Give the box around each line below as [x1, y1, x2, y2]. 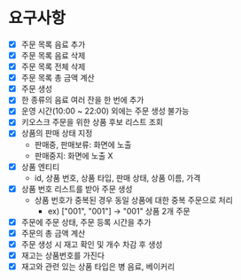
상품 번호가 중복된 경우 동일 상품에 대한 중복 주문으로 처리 [34, 194, 234, 205]
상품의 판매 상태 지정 [20, 128, 93, 138]
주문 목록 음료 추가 [20, 39, 86, 50]
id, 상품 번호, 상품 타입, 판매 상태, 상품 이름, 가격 [34, 172, 201, 183]
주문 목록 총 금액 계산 [20, 73, 95, 83]
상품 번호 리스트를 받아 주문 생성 [20, 183, 133, 194]
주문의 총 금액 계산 [20, 228, 86, 238]
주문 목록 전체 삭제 [20, 61, 86, 72]
